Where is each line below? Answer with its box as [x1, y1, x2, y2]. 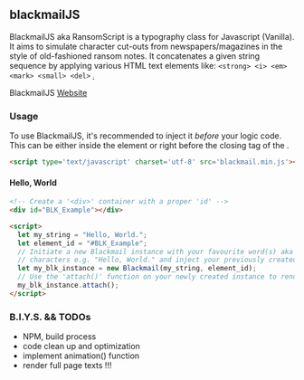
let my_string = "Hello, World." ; [17, 230, 147, 239]
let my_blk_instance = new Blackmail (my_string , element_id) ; [17, 264, 257, 273]
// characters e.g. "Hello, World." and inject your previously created [17, 255, 298, 265]
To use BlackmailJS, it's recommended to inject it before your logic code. [9, 130, 282, 141]
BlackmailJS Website [9, 87, 88, 98]
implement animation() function [22, 350, 140, 361]
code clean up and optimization [22, 341, 140, 352]
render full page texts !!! [22, 360, 112, 371]
